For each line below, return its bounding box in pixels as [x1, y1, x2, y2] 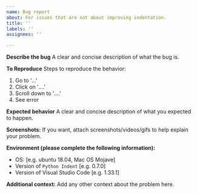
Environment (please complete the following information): [6, 144, 156, 152]
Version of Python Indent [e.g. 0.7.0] [15, 162, 106, 170]
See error [15, 96, 39, 104]
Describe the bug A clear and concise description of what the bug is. [6, 53, 179, 61]
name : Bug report [6, 8, 50, 15]
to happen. [6, 115, 33, 122]
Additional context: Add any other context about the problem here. [6, 181, 175, 188]
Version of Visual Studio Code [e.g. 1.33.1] [15, 169, 120, 176]
